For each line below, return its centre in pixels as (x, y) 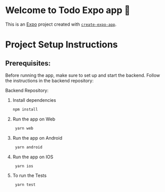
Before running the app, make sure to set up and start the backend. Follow (83, 75)
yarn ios (24, 166)
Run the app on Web (34, 119)
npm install (25, 109)
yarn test (25, 185)
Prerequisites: (28, 63)
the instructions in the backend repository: (49, 81)
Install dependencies (34, 100)
